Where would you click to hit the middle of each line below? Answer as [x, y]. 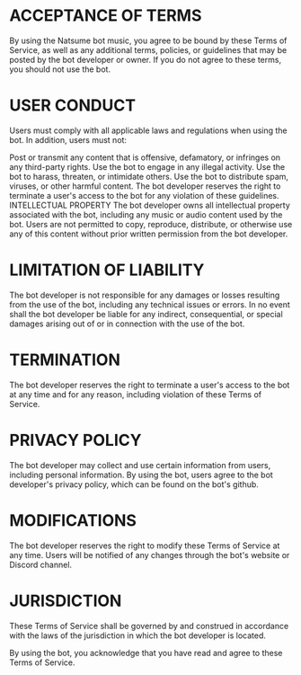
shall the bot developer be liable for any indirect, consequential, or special [146, 314]
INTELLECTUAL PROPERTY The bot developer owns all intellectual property [150, 205]
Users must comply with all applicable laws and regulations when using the [148, 130]
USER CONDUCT [73, 106]
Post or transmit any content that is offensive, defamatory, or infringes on [145, 157]
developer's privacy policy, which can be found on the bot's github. [134, 484]
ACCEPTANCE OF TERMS [106, 16]
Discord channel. [41, 564]
